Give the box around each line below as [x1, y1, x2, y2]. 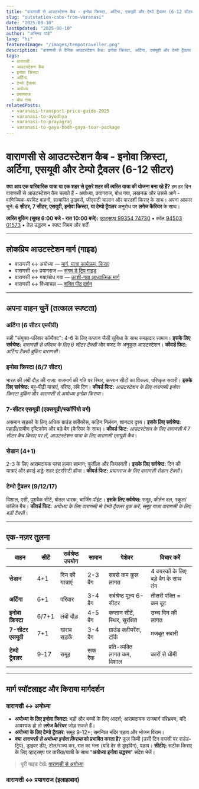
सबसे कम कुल [108, 571, 139, 579]
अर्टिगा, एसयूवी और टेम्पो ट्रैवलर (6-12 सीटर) [6, 163, 174, 177]
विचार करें [159, 554, 181, 562]
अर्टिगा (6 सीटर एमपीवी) [6, 321, 59, 330]
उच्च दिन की [150, 609, 177, 617]
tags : [6, 53, 19, 59]
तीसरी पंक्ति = [150, 592, 181, 600]
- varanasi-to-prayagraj [11, 119, 73, 125]
